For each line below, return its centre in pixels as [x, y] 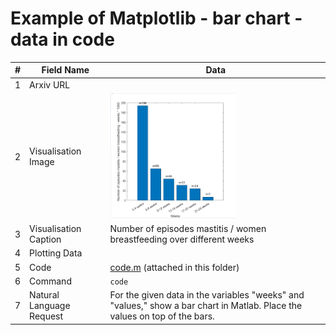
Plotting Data [56, 253]
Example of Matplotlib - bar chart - [156, 18]
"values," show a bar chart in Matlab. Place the [206, 306]
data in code [62, 39]
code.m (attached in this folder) [174, 267]
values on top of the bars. [162, 316]
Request [46, 316]
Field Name [65, 70]
